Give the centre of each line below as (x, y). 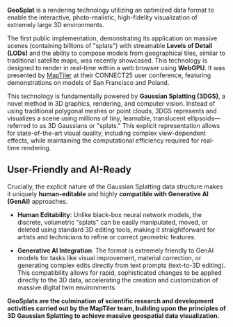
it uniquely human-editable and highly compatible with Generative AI (108, 193)
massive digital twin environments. (67, 287)
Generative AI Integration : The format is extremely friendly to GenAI (115, 250)
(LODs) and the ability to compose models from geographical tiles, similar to (116, 53)
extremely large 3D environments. (56, 25)
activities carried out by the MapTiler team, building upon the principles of (116, 308)
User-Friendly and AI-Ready (70, 170)
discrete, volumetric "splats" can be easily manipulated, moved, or (112, 222)
